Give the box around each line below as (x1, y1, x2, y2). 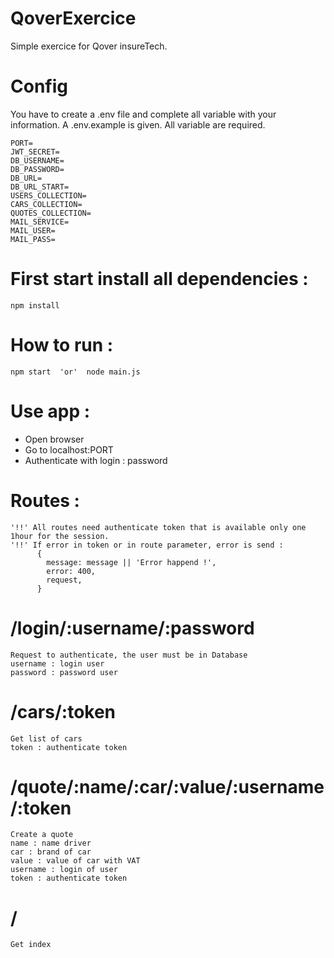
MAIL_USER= (10, 225, 56, 236)
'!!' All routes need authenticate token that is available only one (10, 522, 307, 532)
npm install (10, 300, 60, 311)
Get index (10, 940, 52, 950)
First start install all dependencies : (10, 268, 309, 291)
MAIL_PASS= (10, 234, 56, 244)
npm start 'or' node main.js (10, 367, 141, 377)
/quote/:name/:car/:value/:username (10, 775, 325, 798)
